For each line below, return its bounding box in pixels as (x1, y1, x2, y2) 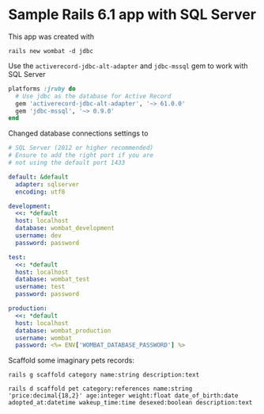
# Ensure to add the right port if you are (8, 151, 154, 159)
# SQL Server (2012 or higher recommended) (8, 144, 154, 152)
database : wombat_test (15, 275, 90, 283)
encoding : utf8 (15, 188, 66, 196)
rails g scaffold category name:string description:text (8, 371, 200, 379)
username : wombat (15, 334, 73, 342)
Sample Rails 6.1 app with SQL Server (8, 6, 257, 24)
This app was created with (8, 32, 95, 41)
